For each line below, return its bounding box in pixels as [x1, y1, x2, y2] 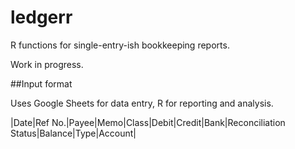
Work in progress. [10, 58, 84, 70]
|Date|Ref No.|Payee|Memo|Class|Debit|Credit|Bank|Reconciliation [10, 116, 286, 128]
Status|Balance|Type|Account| [10, 127, 137, 139]
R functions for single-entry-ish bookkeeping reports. [10, 39, 230, 51]
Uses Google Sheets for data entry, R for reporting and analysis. [10, 97, 274, 109]
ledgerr [10, 6, 73, 29]
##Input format [10, 77, 73, 90]
